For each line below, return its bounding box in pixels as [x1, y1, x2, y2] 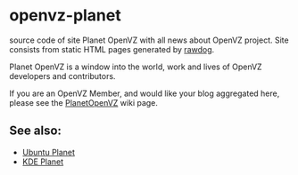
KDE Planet [21, 156, 64, 167]
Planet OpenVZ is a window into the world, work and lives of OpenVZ [9, 61, 262, 72]
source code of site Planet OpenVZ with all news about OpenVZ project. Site [9, 35, 289, 45]
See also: [9, 123, 62, 139]
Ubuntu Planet [21, 147, 76, 157]
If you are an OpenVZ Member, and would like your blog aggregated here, [9, 88, 280, 99]
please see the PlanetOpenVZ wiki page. [9, 97, 159, 107]
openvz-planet [9, 5, 122, 26]
